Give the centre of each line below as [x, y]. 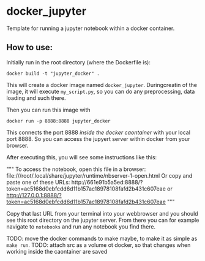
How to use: [30, 47]
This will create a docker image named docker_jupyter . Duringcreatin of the [102, 85]
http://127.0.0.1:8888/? [34, 195]
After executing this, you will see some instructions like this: [82, 157]
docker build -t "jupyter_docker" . [53, 74]
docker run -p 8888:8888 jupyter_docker [59, 121]
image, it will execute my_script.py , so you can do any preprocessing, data [101, 91]
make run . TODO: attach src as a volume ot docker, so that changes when [99, 245]
